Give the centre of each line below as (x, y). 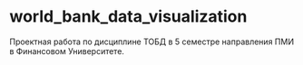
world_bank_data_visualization (128, 17)
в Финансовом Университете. (67, 51)
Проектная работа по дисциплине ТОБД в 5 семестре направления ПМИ (152, 42)
